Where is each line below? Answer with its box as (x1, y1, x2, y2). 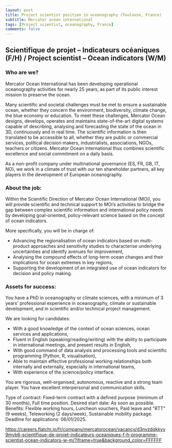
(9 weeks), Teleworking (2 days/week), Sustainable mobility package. (5, 411, 152, 417)
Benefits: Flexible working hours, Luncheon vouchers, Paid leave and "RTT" (5, 405, 166, 412)
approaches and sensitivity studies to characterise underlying (30, 243, 162, 249)
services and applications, (12, 331, 69, 337)
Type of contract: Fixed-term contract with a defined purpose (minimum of (5, 395, 163, 401)
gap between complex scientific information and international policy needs (5, 207, 163, 213)
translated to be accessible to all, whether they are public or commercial (5, 134, 158, 140)
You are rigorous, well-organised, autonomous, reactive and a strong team (5, 379, 163, 385)
